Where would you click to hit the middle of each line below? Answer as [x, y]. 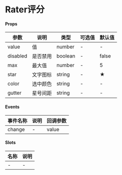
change [16, 129]
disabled [17, 56]
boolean [66, 56]
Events [12, 107]
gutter [14, 93]
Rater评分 [25, 10]
